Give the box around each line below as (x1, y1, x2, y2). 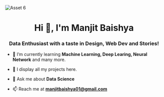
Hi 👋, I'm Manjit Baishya (34, 22, 134, 33)
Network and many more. (12, 56, 66, 62)
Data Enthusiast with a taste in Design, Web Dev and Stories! (9, 40, 159, 47)
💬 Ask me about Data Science (12, 76, 75, 82)
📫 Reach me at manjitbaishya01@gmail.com (12, 86, 107, 92)
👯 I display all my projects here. (12, 66, 77, 72)
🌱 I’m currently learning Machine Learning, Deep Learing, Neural (12, 51, 147, 57)
